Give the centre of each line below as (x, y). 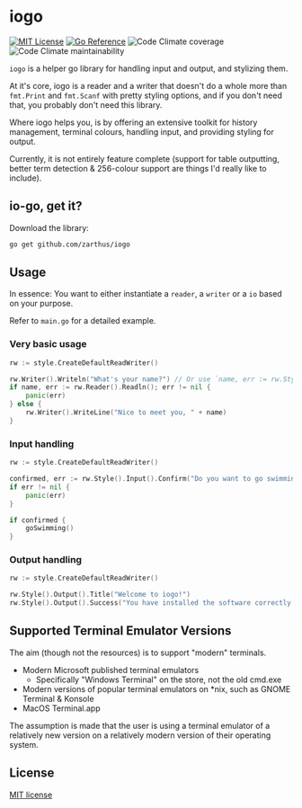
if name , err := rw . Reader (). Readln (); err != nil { (110, 387)
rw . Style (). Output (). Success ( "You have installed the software (130, 603)
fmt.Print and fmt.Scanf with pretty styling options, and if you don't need (146, 95)
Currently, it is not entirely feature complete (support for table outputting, (145, 158)
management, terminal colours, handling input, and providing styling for (142, 131)
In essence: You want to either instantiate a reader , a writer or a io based (146, 294)
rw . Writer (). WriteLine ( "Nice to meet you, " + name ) (126, 413)
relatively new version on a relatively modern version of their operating (140, 735)
